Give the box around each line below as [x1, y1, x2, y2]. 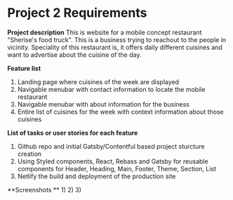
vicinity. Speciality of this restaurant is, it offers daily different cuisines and [7, 43, 222, 51]
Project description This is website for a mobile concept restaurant [7, 28, 202, 36]
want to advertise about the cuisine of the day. [7, 51, 142, 59]
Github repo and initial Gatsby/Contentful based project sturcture [17, 142, 205, 150]
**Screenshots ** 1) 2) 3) [7, 185, 82, 194]
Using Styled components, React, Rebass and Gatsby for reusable [17, 156, 208, 166]
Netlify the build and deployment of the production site [17, 172, 176, 180]
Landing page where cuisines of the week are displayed [17, 77, 180, 86]
